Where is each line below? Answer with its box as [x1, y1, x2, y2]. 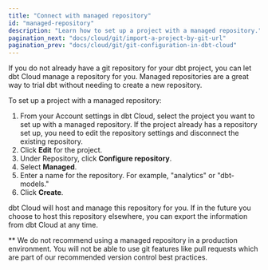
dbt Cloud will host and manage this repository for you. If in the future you [8, 203, 251, 212]
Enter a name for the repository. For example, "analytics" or [19, 171, 215, 181]
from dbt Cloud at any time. [8, 220, 98, 230]
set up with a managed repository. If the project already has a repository [19, 120, 258, 129]
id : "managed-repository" [8, 19, 94, 27]
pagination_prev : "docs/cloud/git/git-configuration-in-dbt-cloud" [8, 42, 238, 50]
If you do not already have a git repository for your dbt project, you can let [8, 63, 252, 73]
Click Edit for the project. [19, 145, 103, 155]
